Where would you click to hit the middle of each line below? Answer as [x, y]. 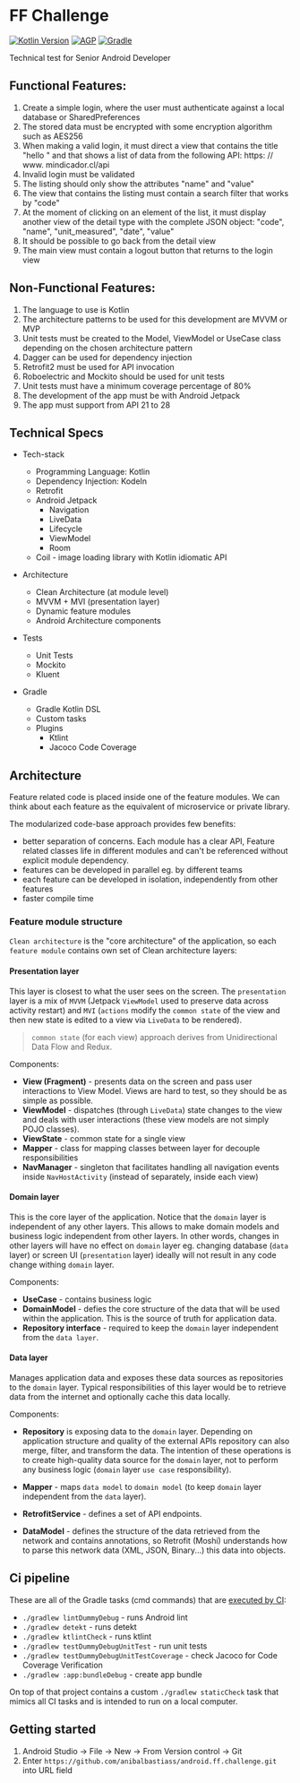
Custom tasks [61, 719]
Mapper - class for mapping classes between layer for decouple [141, 1148]
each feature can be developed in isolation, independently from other [150, 880]
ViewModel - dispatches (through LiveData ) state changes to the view [152, 1110]
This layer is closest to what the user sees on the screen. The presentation [148, 991]
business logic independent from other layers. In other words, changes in [144, 1236]
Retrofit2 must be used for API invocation [98, 366]
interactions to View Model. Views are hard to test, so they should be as [154, 1090]
